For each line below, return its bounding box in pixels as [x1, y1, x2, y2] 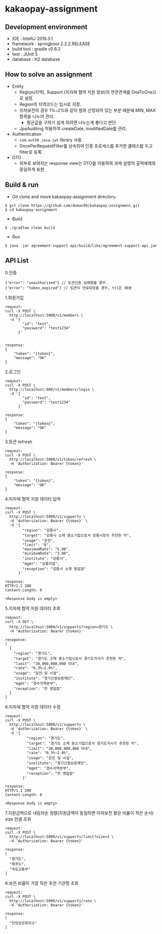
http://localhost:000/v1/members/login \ [9, 387, 95, 392]
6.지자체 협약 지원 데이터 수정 [5, 704, 61, 710]
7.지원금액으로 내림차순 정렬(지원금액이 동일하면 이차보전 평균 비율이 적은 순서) [5, 810, 154, 816]
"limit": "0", [22, 542, 51, 548]
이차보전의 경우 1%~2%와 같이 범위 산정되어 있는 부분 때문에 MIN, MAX [19, 107, 156, 113]
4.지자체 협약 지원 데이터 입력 [5, 496, 61, 502]
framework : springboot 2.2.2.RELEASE [12, 41, 91, 47]
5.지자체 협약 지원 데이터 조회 [5, 606, 61, 611]
